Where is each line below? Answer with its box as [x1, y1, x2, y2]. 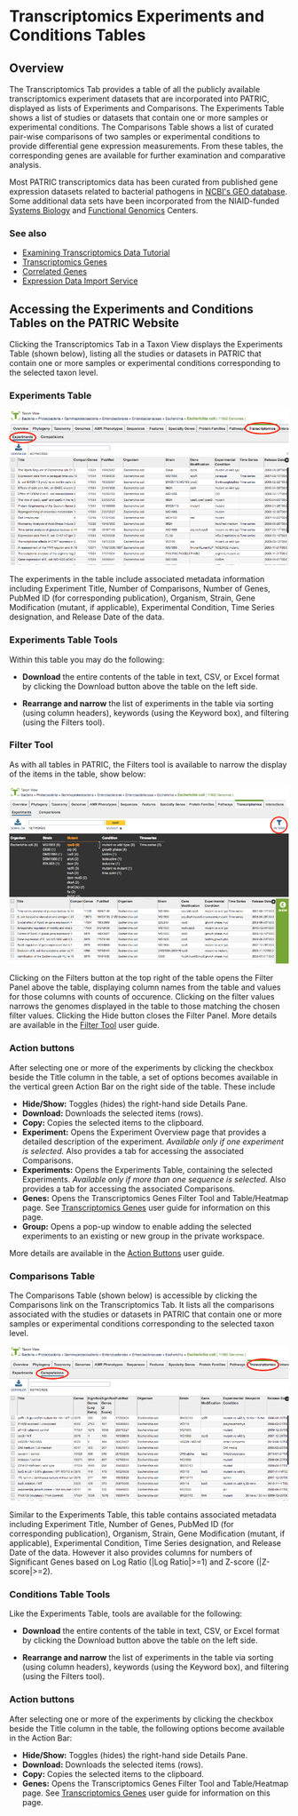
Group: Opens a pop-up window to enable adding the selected [21, 1221, 252, 1231]
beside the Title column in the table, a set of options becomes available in [9, 1071, 278, 1082]
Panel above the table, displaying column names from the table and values [9, 982, 281, 992]
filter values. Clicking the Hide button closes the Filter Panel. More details [9, 1010, 278, 1021]
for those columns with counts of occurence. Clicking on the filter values [9, 992, 275, 1002]
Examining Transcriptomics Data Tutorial [21, 247, 170, 259]
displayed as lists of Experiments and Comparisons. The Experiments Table [9, 103, 285, 113]
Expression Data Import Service [21, 275, 138, 286]
